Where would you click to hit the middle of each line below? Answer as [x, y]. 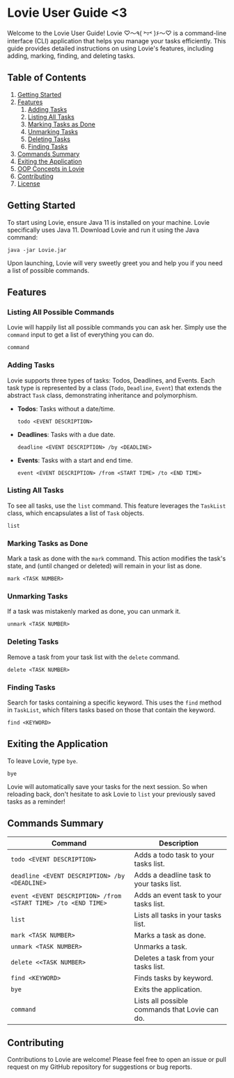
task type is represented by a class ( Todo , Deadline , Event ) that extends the [115, 387]
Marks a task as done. [170, 935]
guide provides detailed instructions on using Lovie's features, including [110, 48]
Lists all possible [161, 1001]
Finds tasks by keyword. [174, 977]
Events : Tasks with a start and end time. [75, 460]
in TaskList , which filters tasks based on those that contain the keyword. [111, 710]
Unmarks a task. [161, 946]
